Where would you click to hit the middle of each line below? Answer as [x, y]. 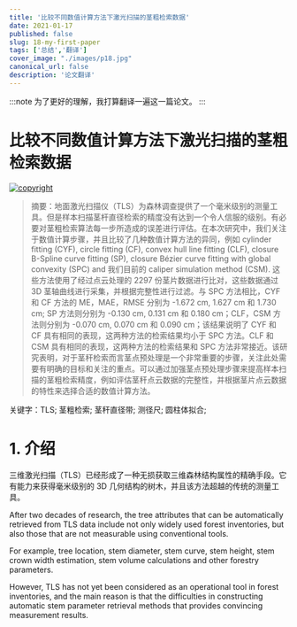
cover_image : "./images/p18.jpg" [71, 58]
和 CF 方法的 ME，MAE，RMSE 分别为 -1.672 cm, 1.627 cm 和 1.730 [153, 302]
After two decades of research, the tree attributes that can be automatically [147, 515]
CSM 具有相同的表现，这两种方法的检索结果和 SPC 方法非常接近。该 [155, 346]
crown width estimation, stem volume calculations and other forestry [134, 560]
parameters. [31, 569]
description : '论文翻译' [52, 75]
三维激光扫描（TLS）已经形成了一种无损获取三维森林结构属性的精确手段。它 [148, 475]
